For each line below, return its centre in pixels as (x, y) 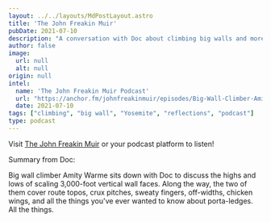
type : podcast (32, 121)
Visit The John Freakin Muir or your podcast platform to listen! (111, 144)
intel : (19, 83)
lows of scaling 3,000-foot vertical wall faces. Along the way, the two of (128, 183)
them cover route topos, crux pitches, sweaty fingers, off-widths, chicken (131, 192)
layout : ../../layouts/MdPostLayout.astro (81, 16)
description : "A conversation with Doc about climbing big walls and (128, 38)
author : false (32, 46)
